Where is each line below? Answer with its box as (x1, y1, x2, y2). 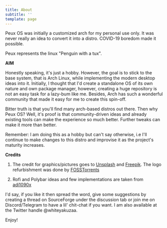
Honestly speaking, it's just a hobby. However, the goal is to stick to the (5, 70, 152, 76)
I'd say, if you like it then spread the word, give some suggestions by (5, 192, 146, 198)
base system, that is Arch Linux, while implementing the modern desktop (5, 75, 155, 81)
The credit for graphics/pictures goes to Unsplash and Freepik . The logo (12, 162, 161, 168)
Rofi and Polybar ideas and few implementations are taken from (12, 177, 143, 183)
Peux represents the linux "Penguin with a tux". (5, 50, 102, 56)
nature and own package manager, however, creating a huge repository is (5, 86, 157, 92)
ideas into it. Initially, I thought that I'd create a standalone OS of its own (5, 80, 153, 86)
